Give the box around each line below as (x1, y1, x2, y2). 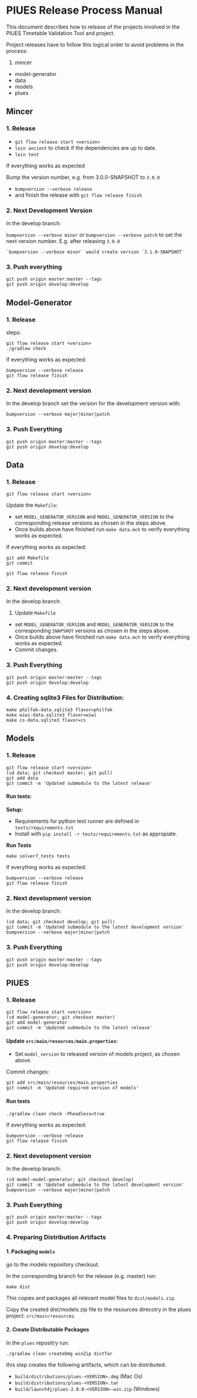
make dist (6, 1284, 31, 1290)
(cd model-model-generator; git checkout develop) (6, 1176, 134, 1182)
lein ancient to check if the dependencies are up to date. (14, 144, 157, 152)
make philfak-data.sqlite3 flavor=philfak (6, 707, 113, 713)
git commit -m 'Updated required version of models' (6, 1085, 139, 1091)
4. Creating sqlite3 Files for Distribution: (6, 693, 125, 702)
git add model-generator (6, 1020, 68, 1025)
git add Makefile (6, 555, 49, 561)
